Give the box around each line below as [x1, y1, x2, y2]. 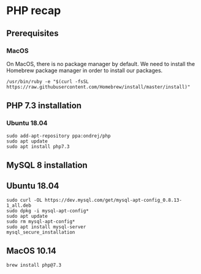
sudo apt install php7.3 [6, 143, 70, 150]
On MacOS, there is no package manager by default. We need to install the [6, 60, 195, 67]
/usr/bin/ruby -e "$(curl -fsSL [6, 78, 89, 84]
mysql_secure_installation [6, 229, 75, 235]
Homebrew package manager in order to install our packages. [6, 67, 163, 74]
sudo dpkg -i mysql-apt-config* [6, 207, 89, 214]
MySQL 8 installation [6, 160, 88, 170]
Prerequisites [6, 28, 59, 39]
